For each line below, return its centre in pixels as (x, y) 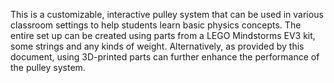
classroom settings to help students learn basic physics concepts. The (156, 25)
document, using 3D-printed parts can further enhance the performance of (165, 57)
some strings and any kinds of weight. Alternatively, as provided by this (157, 46)
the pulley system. (48, 67)
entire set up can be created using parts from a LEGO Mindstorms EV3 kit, (163, 35)
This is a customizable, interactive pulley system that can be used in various (167, 14)
